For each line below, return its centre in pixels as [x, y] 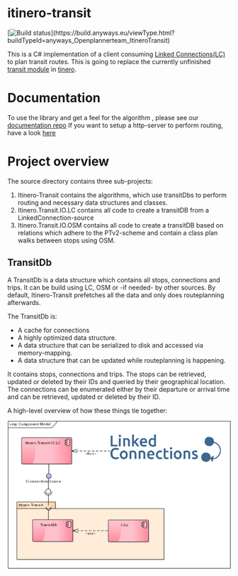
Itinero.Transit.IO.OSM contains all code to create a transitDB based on [120, 225]
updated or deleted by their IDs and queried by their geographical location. [117, 381]
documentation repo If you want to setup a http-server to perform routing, [115, 125]
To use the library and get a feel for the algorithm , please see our [103, 117]
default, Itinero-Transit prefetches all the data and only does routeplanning [116, 295]
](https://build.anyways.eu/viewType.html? [113, 33]
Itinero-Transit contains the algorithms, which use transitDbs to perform [122, 195]
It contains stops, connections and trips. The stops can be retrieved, [107, 374]
